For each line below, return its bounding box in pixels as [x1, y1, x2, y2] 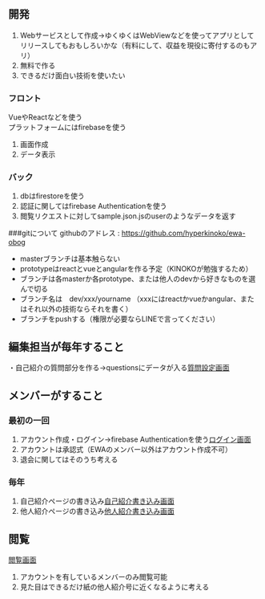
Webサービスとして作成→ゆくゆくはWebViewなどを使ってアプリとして [19, 31, 255, 40]
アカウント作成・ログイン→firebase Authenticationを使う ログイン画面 [19, 434, 251, 444]
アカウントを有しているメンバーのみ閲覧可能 [19, 573, 168, 582]
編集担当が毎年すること [8, 340, 124, 353]
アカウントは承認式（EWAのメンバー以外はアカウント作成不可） [19, 444, 232, 454]
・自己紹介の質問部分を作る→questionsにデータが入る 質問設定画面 [8, 363, 230, 373]
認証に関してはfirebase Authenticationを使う [19, 202, 167, 211]
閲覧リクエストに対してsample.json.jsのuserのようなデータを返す [19, 211, 236, 221]
